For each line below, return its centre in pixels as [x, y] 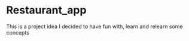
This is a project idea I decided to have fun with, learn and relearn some [95, 26]
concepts [18, 32]
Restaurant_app [46, 10]
